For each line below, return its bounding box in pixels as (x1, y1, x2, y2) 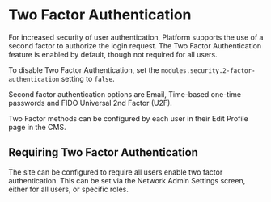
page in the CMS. (8, 122, 66, 132)
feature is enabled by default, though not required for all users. (8, 49, 218, 59)
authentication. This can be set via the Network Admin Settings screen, (8, 175, 246, 185)
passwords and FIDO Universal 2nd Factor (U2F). (8, 98, 172, 107)
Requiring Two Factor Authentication (8, 145, 198, 159)
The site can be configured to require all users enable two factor (8, 167, 223, 177)
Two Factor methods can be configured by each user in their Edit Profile (8, 113, 248, 123)
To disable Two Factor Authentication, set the (8, 65, 159, 74)
